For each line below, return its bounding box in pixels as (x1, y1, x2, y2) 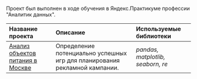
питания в (9, 56, 38, 64)
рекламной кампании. (55, 64, 119, 71)
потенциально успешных (55, 49, 127, 57)
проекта (9, 32, 33, 40)
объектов (9, 49, 36, 57)
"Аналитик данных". (6, 11, 56, 18)
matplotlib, (135, 53, 165, 60)
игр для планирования (55, 56, 120, 64)
